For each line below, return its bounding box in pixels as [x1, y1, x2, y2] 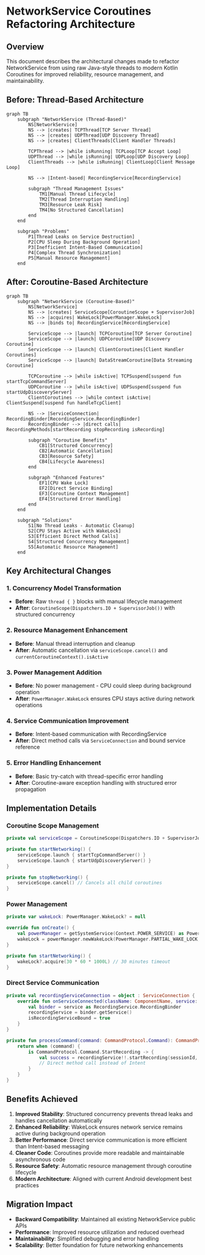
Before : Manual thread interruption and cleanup [15, 640, 135, 647]
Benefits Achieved [6, 1094, 78, 1104]
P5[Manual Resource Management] [28, 255, 111, 261]
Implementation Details [6, 803, 97, 813]
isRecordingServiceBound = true [28, 1015, 111, 1021]
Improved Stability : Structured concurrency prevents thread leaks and [15, 1110, 193, 1117]
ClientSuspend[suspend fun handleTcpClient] [6, 399, 121, 406]
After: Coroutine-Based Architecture [6, 277, 148, 287]
